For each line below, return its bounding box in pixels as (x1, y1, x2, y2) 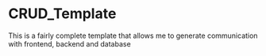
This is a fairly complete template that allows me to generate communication (8, 31, 258, 40)
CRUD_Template (8, 5, 117, 23)
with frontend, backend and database (8, 39, 131, 48)
